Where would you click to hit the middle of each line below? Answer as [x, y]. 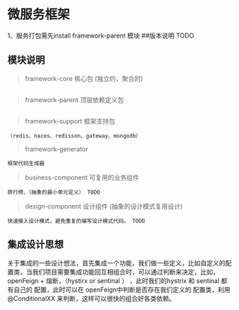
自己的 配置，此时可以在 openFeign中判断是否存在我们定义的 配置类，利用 [122, 289]
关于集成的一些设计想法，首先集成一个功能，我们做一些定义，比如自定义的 [116, 262]
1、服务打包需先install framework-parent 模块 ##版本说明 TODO [101, 35]
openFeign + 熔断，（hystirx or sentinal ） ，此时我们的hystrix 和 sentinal [113, 280]
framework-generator [57, 149]
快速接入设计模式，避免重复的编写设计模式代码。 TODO [76, 221]
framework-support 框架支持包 [70, 121]
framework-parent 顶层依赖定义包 [74, 99]
